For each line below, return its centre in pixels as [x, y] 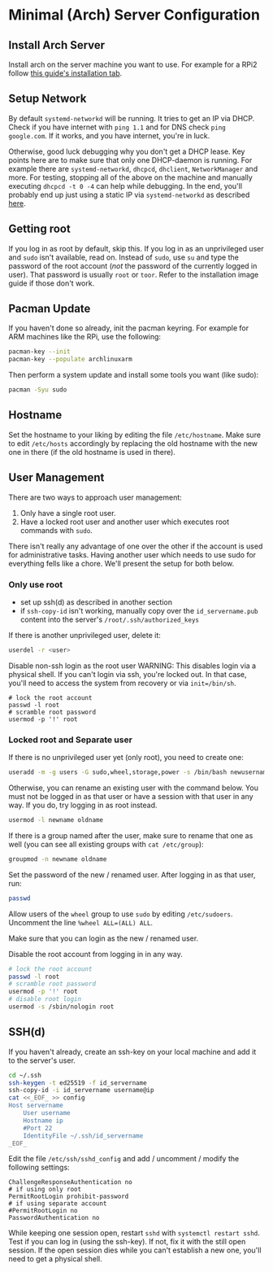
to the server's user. [42, 1060]
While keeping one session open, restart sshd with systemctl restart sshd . [134, 1233]
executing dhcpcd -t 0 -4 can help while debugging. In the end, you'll [125, 186]
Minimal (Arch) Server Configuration [134, 15]
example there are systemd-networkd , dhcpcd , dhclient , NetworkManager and [133, 168]
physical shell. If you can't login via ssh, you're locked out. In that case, [128, 674]
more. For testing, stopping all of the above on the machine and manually [131, 177]
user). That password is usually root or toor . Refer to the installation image [134, 274]
